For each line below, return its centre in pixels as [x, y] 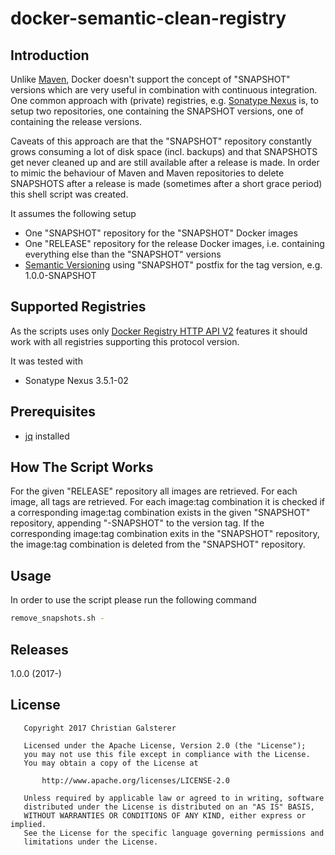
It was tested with [46, 361]
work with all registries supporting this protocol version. [125, 341]
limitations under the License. [91, 842]
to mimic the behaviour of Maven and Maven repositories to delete [147, 173]
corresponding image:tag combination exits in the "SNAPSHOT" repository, [165, 534]
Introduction [50, 55]
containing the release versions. [76, 121]
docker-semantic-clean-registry [148, 18]
